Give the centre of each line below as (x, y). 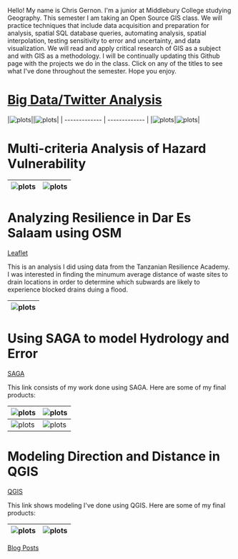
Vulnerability (47, 164)
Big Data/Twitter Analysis (85, 100)
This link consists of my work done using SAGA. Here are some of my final (117, 387)
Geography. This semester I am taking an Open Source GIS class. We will (115, 18)
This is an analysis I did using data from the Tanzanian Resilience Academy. (119, 267)
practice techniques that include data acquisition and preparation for (108, 25)
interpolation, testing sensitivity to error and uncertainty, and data (104, 41)
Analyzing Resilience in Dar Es (99, 218)
